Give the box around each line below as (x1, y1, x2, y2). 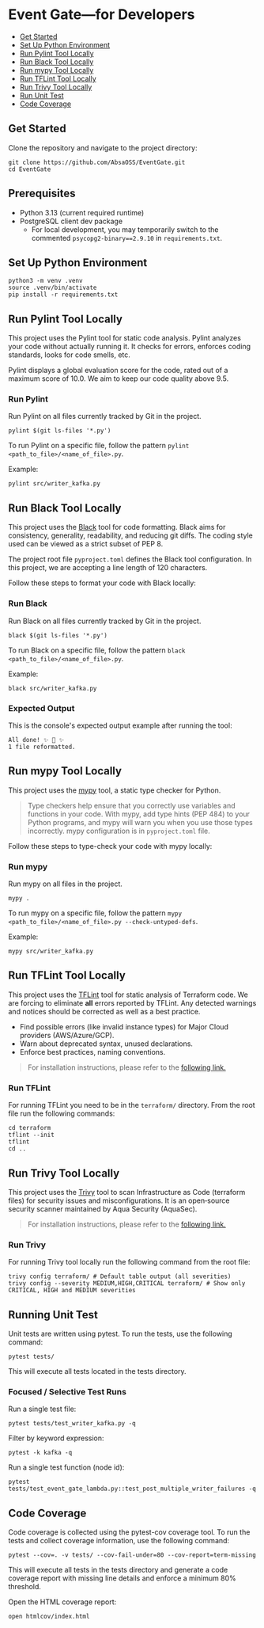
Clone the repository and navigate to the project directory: (8, 143, 198, 152)
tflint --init (8, 1131, 55, 1139)
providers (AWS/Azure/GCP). (19, 1030, 115, 1040)
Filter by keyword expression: (8, 1433, 104, 1443)
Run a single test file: (8, 1404, 77, 1414)
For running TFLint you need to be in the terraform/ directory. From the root (8, 1101, 255, 1110)
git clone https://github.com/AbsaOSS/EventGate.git (8, 158, 186, 166)
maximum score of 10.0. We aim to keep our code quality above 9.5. (8, 374, 229, 383)
